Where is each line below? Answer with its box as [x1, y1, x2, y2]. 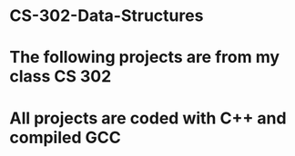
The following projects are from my [9, 47, 280, 68]
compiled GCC [9, 127, 121, 148]
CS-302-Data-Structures [9, 5, 204, 26]
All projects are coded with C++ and [9, 108, 287, 128]
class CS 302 [9, 66, 112, 87]
